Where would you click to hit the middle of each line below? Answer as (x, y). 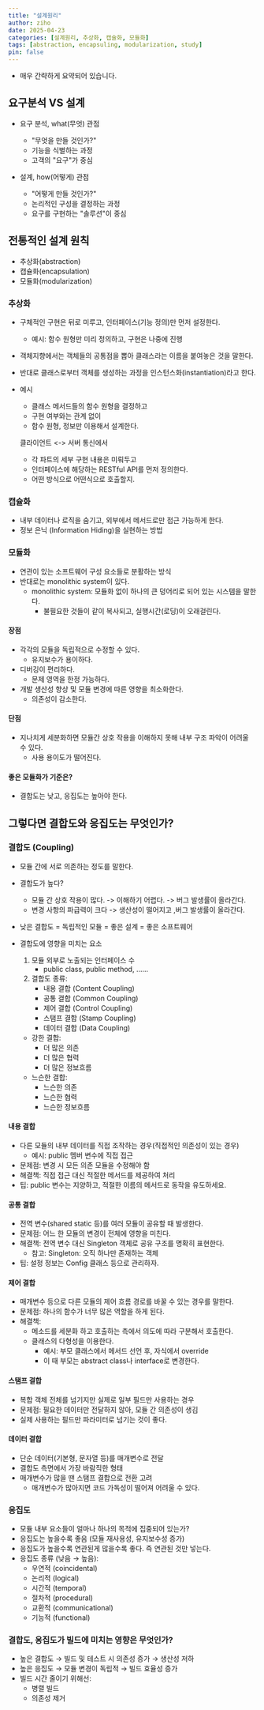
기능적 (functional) (61, 1618)
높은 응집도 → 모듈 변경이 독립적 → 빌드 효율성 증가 (99, 1669)
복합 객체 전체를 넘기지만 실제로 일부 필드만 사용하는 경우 (107, 1399)
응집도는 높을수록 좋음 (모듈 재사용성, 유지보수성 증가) (102, 1539)
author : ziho (30, 23)
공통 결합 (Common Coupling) (91, 998)
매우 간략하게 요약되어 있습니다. (68, 75)
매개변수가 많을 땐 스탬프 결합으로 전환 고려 (86, 1478)
